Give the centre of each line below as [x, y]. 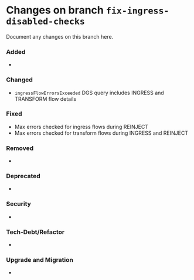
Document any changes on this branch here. [60, 36]
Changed [20, 80]
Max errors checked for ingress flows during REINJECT [81, 127]
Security [18, 204]
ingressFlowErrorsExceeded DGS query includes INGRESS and [89, 93]
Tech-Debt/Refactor [35, 232]
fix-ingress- [137, 11]
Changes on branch [55, 10]
